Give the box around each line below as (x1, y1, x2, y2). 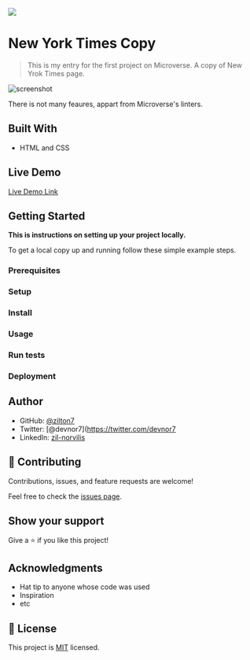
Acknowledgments (8, 561, 104, 574)
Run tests (8, 349, 46, 360)
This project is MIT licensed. (8, 642, 100, 652)
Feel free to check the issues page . (8, 492, 122, 501)
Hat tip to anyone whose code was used (19, 582, 150, 592)
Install (8, 308, 33, 319)
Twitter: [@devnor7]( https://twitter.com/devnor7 (19, 424, 176, 433)
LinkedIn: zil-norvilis (19, 433, 86, 442)
